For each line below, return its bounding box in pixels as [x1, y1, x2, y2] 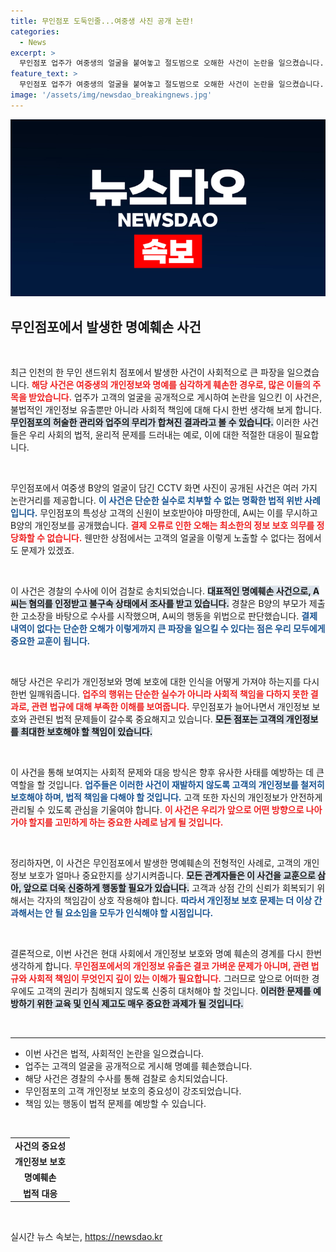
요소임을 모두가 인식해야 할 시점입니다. [64, 907, 214, 919]
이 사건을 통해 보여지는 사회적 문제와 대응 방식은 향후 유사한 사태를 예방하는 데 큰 [10, 766, 325, 779]
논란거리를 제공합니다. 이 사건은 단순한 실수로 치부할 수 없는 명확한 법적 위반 [10, 495, 303, 507]
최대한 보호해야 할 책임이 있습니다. [20, 726, 153, 738]
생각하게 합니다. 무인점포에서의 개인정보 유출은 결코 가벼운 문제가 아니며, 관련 [10, 960, 310, 972]
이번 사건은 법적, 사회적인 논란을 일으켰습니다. [24, 1048, 205, 1060]
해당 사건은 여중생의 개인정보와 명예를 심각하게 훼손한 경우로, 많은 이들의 [31, 379, 311, 391]
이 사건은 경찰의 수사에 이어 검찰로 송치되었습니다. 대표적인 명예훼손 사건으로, [10, 585, 312, 597]
